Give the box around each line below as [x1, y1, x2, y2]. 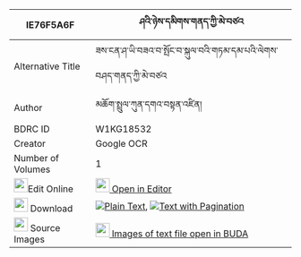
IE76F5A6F [25, 18, 75, 30]
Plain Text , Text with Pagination [104, 200, 245, 212]
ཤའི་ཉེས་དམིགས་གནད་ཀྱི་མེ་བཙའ [138, 15, 245, 28]
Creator [13, 138, 47, 150]
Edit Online [28, 183, 74, 195]
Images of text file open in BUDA [111, 227, 249, 240]
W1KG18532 [95, 123, 152, 135]
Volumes [13, 163, 51, 176]
